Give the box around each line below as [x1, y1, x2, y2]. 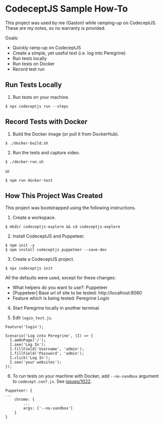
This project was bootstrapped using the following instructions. [5, 205, 136, 211]
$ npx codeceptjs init [5, 266, 53, 271]
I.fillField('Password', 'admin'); [10, 351, 85, 356]
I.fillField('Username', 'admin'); [10, 346, 85, 352]
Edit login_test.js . [12, 315, 53, 321]
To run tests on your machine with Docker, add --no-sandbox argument [12, 373, 159, 379]
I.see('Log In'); [10, 342, 46, 347]
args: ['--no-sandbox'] [23, 406, 73, 411]
